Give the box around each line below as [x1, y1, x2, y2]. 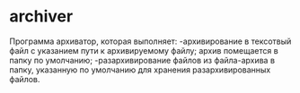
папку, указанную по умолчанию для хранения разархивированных [9, 64, 271, 75]
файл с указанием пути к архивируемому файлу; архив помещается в [9, 45, 278, 55]
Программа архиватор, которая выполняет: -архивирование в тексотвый [9, 36, 292, 46]
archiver [9, 6, 74, 27]
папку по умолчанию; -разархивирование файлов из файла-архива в [9, 55, 276, 65]
